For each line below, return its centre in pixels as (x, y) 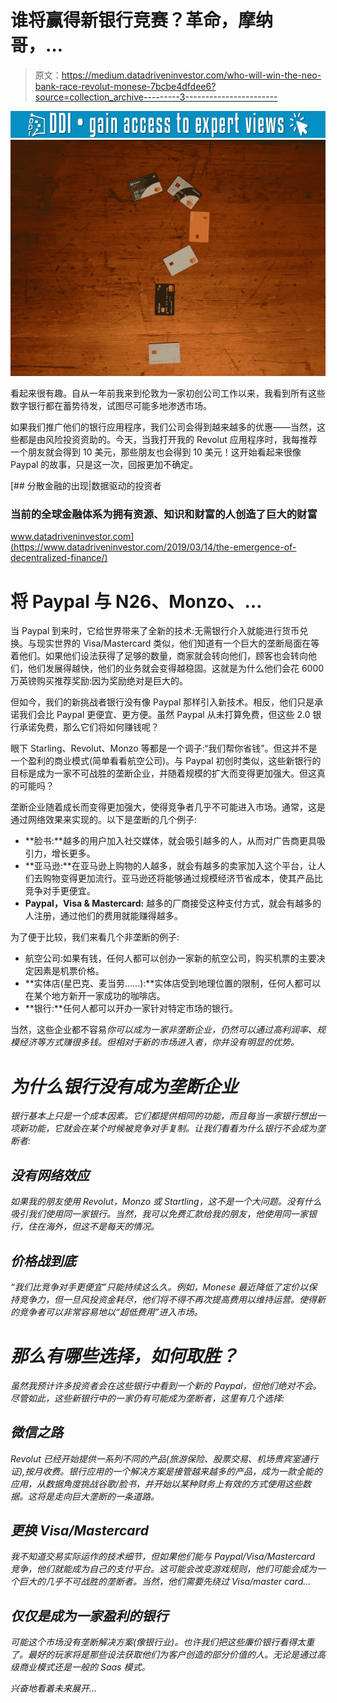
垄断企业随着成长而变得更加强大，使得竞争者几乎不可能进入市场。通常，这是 (168, 807)
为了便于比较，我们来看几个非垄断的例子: (95, 937)
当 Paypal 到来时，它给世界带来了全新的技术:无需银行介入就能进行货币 (155, 631)
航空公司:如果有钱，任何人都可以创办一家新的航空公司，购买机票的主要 (170, 958)
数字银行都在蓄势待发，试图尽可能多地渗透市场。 (111, 406)
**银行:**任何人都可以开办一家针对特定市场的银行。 (131, 1008)
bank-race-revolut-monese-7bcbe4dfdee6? (125, 86)
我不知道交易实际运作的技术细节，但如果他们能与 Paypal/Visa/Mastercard (163, 1557)
